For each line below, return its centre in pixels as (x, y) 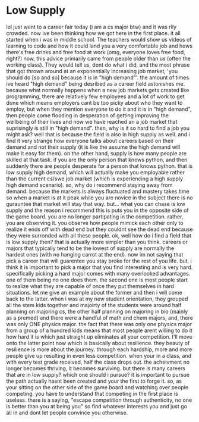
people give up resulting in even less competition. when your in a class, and (99, 355)
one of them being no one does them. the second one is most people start (97, 280)
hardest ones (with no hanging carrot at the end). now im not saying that (95, 254)
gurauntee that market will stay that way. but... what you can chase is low (96, 204)
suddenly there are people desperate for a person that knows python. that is (99, 166)
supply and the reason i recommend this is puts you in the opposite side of (97, 210)
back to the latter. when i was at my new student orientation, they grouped (97, 299)
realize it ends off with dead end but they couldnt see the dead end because (99, 229)
